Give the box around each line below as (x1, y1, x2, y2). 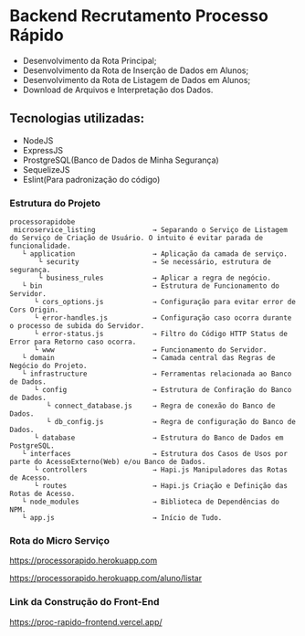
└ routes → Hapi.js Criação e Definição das (33, 482, 288, 491)
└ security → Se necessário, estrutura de (37, 258, 272, 267)
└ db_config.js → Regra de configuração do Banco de (46, 418, 297, 427)
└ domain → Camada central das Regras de (21, 354, 276, 363)
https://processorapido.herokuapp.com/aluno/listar (9, 573, 203, 584)
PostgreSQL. (9, 441, 55, 450)
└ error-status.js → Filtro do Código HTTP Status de (33, 330, 288, 339)
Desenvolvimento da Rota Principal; (22, 55, 157, 66)
